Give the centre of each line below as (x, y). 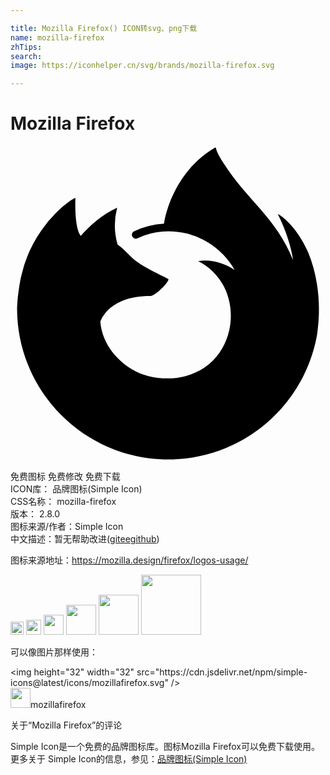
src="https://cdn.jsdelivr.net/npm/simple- (222, 672)
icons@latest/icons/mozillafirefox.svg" (89, 683)
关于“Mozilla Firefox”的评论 (66, 725)
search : (26, 56)
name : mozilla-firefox (57, 37)
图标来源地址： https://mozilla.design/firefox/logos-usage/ (129, 560)
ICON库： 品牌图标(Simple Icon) (76, 489)
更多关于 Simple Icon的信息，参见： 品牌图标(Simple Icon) (129, 759)
